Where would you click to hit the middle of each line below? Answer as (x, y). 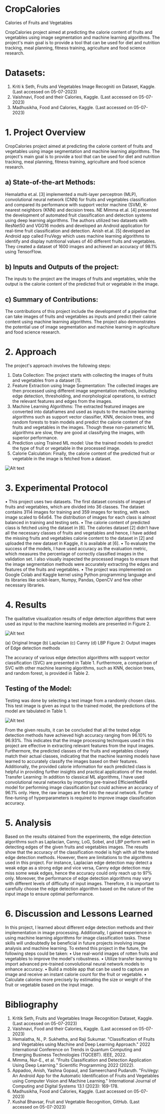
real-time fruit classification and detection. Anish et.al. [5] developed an (78, 231)
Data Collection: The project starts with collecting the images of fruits (82, 375)
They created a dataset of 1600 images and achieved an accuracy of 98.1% (81, 246)
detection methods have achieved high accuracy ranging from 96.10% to (79, 735)
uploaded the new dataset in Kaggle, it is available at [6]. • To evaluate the (80, 543)
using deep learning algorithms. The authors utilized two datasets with (76, 220)
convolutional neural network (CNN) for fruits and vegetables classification (81, 199)
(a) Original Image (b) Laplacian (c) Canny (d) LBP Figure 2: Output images (81, 643)
